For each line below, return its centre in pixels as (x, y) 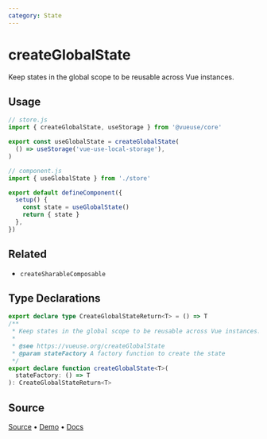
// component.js (35, 171)
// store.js (28, 120)
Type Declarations (54, 298)
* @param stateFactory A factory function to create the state (118, 353)
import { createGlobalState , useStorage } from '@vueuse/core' (115, 128)
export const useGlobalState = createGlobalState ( (94, 142)
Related (28, 254)
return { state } (51, 215)
